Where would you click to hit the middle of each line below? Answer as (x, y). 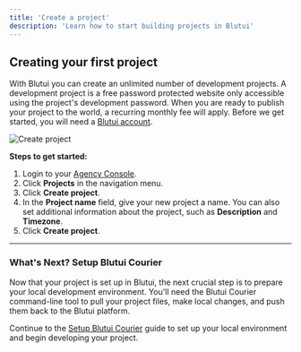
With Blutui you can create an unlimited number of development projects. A (148, 84)
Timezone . (43, 221)
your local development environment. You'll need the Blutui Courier (133, 291)
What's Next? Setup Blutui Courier (86, 262)
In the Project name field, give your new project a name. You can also (151, 202)
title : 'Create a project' (60, 17)
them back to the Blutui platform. (70, 311)
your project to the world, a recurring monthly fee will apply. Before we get (147, 112)
